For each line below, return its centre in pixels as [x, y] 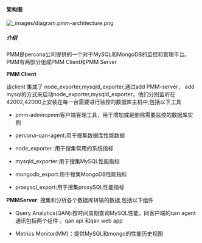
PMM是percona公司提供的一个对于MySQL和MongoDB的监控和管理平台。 [98, 54]
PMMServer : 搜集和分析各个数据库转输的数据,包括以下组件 [80, 200]
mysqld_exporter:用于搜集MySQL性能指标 [68, 161]
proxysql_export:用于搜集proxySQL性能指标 [70, 187]
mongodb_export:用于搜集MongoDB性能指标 [71, 174]
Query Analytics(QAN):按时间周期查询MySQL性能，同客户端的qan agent [105, 213]
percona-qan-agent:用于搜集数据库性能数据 [70, 136]
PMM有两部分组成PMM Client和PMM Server [62, 62]
